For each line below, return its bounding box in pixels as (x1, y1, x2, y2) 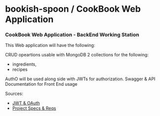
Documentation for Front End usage (5, 81, 78, 87)
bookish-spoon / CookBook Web (5, 3, 141, 15)
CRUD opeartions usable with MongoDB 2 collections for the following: (5, 52, 149, 58)
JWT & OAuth (12, 100, 40, 106)
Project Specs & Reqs (12, 105, 57, 111)
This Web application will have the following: (5, 43, 96, 48)
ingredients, (12, 61, 37, 67)
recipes (12, 67, 28, 72)
